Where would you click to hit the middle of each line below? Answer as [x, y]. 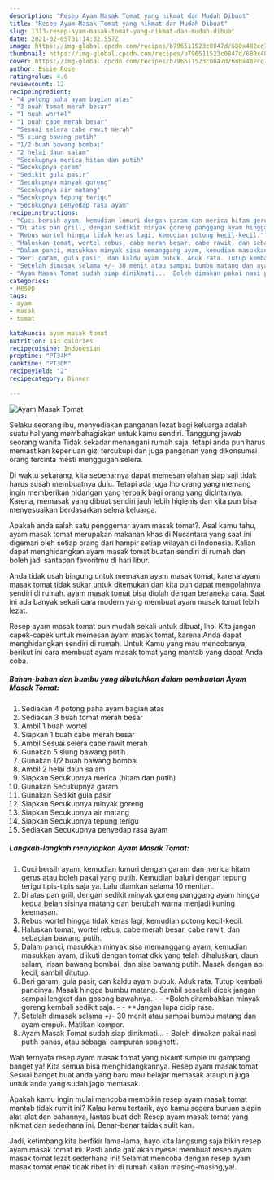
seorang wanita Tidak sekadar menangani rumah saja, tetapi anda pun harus [137, 442]
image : [20, 46]
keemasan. [39, 911]
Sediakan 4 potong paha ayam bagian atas [93, 708]
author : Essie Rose [42, 69]
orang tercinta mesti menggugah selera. [76, 459]
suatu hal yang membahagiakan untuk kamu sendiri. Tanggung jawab [126, 433]
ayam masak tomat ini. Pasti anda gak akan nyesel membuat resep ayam [130, 1149]
